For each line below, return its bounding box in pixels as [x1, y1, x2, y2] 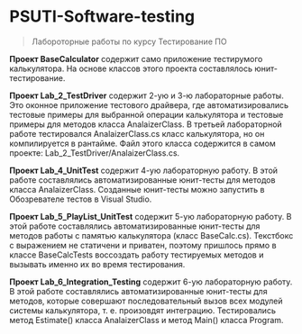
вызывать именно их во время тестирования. [9, 258, 186, 269]
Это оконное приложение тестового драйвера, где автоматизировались [9, 99, 289, 110]
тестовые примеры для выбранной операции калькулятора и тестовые [9, 109, 284, 120]
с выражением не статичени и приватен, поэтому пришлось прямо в [9, 239, 277, 250]
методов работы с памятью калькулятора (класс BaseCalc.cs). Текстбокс [9, 230, 294, 240]
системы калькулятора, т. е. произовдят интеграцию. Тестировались [9, 304, 277, 316]
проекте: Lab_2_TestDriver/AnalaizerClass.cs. [9, 147, 180, 158]
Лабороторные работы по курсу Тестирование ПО [31, 36, 227, 47]
